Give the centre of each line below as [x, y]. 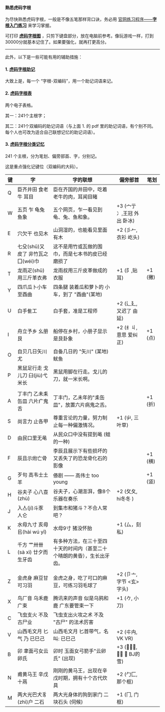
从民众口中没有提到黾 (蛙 [82, 434]
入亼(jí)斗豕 [30, 508]
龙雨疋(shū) [31, 270]
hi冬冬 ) [125, 498]
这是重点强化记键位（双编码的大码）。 [43, 166]
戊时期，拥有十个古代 [78, 678]
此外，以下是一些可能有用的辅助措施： [44, 57]
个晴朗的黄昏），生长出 [79, 556]
